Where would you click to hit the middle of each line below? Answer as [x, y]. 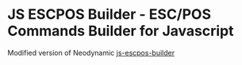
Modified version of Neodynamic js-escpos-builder [91, 52]
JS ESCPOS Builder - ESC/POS [109, 14]
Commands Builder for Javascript [121, 31]
